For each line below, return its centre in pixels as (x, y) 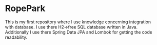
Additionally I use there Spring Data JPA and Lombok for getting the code (79, 32)
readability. (16, 37)
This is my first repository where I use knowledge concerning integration (78, 22)
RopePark (25, 8)
